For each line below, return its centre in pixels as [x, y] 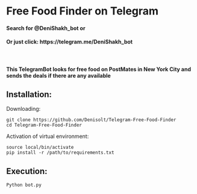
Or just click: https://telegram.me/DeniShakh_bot [70, 42]
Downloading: [23, 109]
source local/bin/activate [40, 148]
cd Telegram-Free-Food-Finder [44, 125]
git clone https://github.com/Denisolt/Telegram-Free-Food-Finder [91, 120]
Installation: [29, 94]
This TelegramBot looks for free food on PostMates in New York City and [99, 69]
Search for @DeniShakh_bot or [46, 28]
